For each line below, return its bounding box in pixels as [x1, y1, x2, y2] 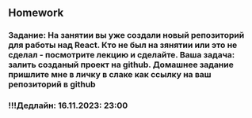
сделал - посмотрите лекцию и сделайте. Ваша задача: [8, 50, 235, 61]
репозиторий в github [8, 79, 97, 90]
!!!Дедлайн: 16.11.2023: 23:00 [8, 100, 128, 111]
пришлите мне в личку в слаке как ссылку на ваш [8, 69, 212, 80]
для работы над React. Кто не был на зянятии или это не [8, 39, 238, 50]
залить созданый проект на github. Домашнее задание [8, 59, 234, 70]
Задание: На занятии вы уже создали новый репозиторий [8, 30, 245, 41]
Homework [8, 6, 64, 20]
